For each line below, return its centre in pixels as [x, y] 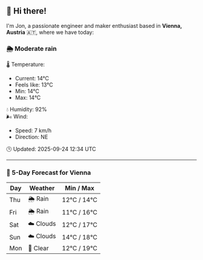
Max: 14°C [28, 98]
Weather [42, 188]
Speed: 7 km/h [33, 131]
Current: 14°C [32, 79]
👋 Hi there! [27, 11]
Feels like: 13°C [34, 85]
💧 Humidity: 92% [27, 109]
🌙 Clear [39, 249]
